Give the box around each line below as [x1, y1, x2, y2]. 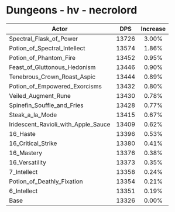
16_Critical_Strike [9, 139, 57, 147]
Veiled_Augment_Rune [9, 91, 71, 100]
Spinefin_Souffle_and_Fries [9, 101, 84, 109]
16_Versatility [9, 158, 47, 166]
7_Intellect [9, 167, 38, 176]
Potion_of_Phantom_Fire [9, 53, 76, 61]
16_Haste [9, 129, 36, 138]
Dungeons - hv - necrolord [6, 4, 138, 17]
